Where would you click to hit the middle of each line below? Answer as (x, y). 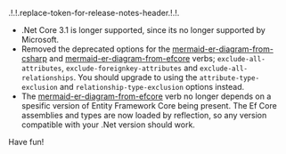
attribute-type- (229, 78)
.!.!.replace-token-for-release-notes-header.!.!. (94, 13)
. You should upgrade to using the (135, 77)
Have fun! (26, 142)
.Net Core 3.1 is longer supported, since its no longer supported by (143, 30)
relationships (47, 78)
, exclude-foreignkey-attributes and (129, 68)
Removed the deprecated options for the (96, 49)
